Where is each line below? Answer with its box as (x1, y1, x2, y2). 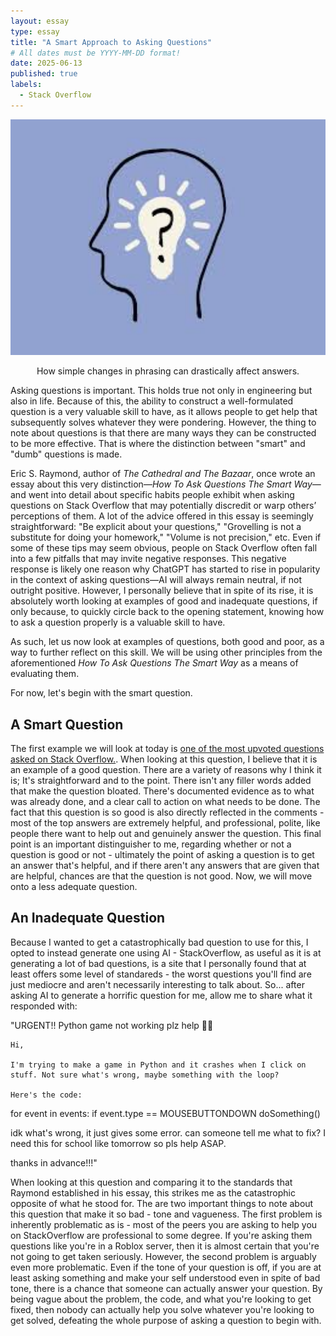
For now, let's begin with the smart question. (10, 687, 193, 699)
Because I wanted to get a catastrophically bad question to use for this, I (10, 936, 309, 948)
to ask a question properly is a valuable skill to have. (10, 616, 226, 629)
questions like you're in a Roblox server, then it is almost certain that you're (10, 1240, 320, 1252)
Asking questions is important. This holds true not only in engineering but (10, 385, 313, 397)
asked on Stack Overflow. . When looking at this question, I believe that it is (10, 753, 318, 765)
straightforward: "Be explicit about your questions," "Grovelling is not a (10, 521, 302, 533)
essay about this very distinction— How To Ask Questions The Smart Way (10, 478, 313, 490)
